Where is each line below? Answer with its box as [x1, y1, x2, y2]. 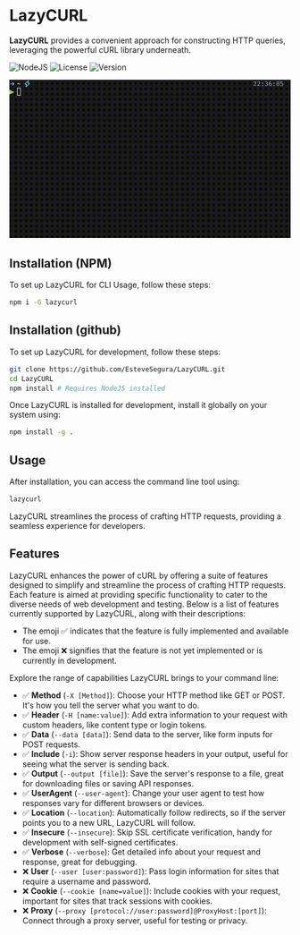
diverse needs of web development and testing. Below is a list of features [9, 599, 279, 609]
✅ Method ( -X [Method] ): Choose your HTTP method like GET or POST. [21, 690, 286, 701]
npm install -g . [9, 428, 74, 437]
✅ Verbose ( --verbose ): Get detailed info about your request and [21, 846, 262, 857]
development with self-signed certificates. [21, 837, 179, 847]
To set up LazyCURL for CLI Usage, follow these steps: [9, 279, 212, 291]
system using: [9, 409, 61, 421]
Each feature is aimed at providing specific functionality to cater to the [9, 589, 268, 599]
